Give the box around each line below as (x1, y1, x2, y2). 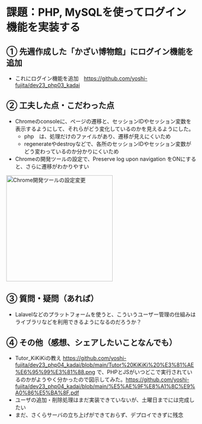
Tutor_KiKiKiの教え (14, 355, 62, 362)
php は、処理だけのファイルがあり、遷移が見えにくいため (24, 132, 171, 140)
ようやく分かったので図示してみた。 (36, 376, 126, 383)
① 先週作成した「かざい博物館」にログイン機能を (6, 46, 194, 57)
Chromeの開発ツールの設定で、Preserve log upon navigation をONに (14, 155, 186, 163)
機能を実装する (6, 20, 81, 34)
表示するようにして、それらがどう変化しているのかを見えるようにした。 (14, 125, 194, 132)
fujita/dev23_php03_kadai (14, 82, 80, 89)
